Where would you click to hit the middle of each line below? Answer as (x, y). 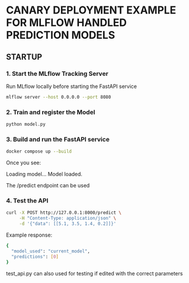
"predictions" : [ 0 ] (35, 257)
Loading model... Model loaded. (44, 174)
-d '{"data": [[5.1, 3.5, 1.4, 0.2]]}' (68, 224)
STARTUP (24, 57)
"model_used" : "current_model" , (51, 251)
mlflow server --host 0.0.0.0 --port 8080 (59, 97)
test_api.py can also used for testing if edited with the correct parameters (94, 273)
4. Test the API (27, 201)
